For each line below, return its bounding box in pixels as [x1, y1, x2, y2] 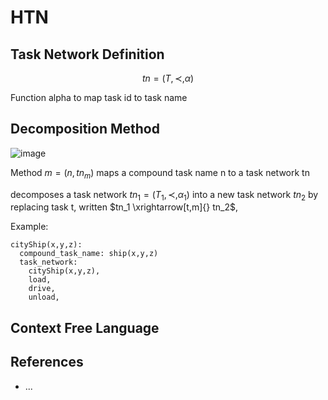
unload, [28, 292, 60, 303]
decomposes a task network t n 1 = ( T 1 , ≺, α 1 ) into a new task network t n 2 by [10, 188, 319, 203]
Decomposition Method [10, 121, 160, 138]
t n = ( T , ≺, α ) [141, 72, 195, 84]
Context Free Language [10, 319, 160, 336]
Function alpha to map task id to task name [10, 92, 188, 103]
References [10, 354, 84, 371]
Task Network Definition [10, 46, 165, 63]
